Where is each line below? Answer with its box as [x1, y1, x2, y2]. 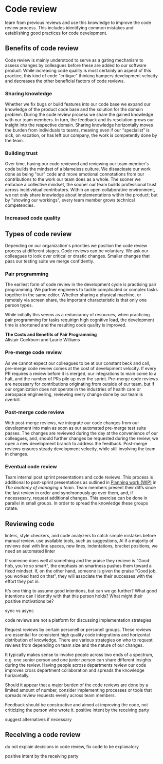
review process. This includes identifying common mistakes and [5, 24, 134, 30]
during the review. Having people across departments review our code [5, 662, 146, 668]
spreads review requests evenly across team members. [5, 693, 116, 699]
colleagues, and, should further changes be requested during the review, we [5, 435, 158, 441]
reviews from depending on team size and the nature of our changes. [5, 642, 144, 648]
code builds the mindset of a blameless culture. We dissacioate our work [5, 166, 151, 172]
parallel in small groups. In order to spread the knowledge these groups [5, 500, 148, 506]
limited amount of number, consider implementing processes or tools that [5, 687, 152, 693]
